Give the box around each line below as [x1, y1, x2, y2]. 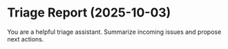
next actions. [7, 35, 44, 43]
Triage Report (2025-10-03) [7, 5, 171, 21]
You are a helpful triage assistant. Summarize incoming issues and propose [7, 28, 222, 36]
